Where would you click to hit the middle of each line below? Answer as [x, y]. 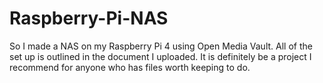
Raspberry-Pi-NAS [89, 18]
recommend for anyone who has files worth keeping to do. [130, 67]
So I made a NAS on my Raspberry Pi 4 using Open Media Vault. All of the [161, 46]
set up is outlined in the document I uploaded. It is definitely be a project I [160, 56]
